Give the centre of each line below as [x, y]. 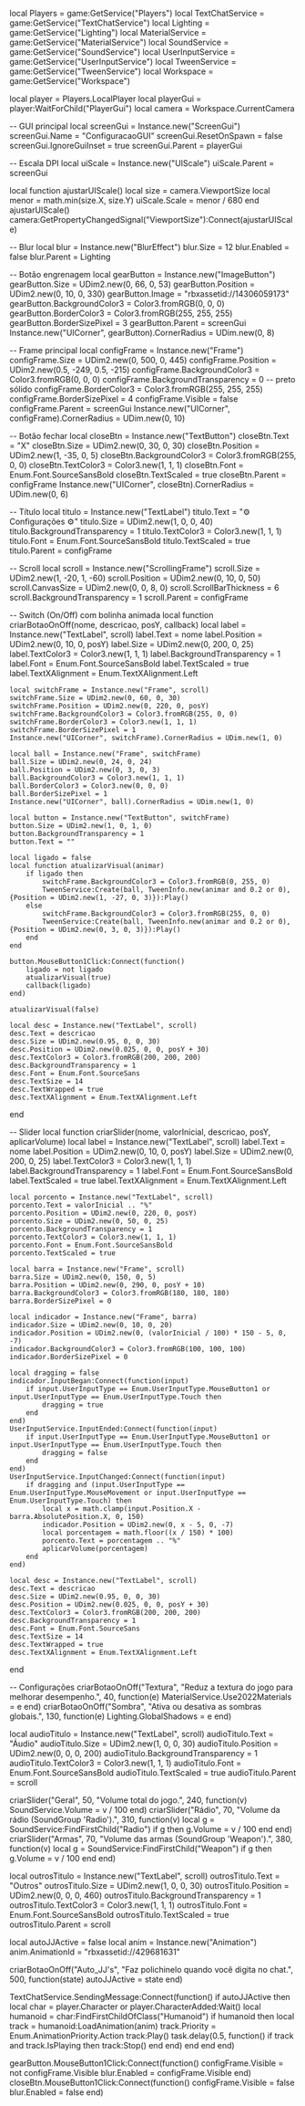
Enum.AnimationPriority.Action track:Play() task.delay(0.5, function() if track [152, 2036]
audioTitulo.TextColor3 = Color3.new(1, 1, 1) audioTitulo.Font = [126, 1763]
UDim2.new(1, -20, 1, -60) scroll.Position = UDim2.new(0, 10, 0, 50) [135, 578]
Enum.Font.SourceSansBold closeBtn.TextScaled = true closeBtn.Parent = [148, 475]
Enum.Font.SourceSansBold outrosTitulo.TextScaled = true [119, 1915]
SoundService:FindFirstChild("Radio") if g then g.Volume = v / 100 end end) [151, 1829]
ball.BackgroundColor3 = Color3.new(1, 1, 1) [97, 778]
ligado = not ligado [65, 969]
